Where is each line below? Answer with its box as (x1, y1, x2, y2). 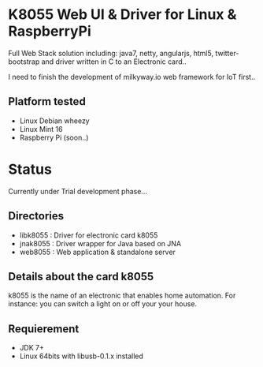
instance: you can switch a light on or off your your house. (8, 299, 198, 309)
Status (8, 160, 53, 178)
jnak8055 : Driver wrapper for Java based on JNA (19, 238, 182, 248)
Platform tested (8, 95, 87, 108)
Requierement (8, 322, 80, 335)
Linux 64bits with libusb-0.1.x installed (19, 351, 144, 361)
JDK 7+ (19, 343, 45, 353)
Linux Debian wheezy (19, 116, 90, 125)
